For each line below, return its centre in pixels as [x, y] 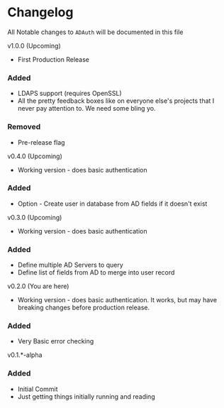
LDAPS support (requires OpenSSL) [69, 94]
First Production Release [54, 59]
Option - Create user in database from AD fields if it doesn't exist [112, 204]
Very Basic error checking [56, 341]
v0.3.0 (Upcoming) [35, 217]
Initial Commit [38, 389]
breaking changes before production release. [84, 308]
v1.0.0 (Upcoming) [34, 45]
